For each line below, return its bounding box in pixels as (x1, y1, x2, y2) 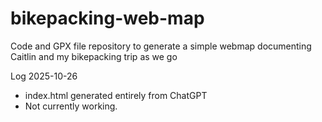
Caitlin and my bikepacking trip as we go (10, 50, 178, 62)
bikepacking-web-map (10, 7, 205, 30)
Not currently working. (24, 100, 118, 112)
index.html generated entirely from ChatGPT (24, 89, 208, 101)
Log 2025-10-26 (10, 70, 78, 82)
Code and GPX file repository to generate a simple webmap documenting (10, 40, 312, 52)
